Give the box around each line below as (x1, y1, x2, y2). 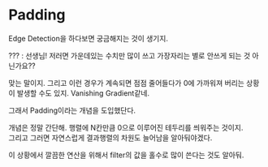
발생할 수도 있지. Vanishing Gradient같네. (16, 88, 150, 98)
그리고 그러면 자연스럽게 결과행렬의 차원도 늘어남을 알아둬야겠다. (8, 132, 213, 143)
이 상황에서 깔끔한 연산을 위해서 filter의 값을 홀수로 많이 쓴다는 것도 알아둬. (8, 150, 244, 160)
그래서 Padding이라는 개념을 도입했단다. (8, 105, 136, 115)
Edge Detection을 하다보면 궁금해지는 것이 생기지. (8, 33, 169, 43)
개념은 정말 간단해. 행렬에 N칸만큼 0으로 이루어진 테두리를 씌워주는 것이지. (8, 122, 244, 132)
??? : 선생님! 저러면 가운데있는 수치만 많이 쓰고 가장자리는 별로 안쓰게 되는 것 (8, 50, 251, 60)
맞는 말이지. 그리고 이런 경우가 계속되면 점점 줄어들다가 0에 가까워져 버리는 (8, 78, 245, 88)
